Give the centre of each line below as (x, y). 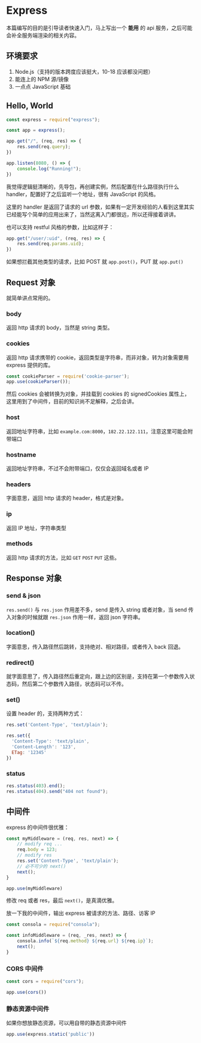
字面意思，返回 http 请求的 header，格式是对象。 (67, 498)
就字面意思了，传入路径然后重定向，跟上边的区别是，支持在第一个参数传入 (98, 676)
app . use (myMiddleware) (34, 888)
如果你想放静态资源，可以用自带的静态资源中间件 (66, 1023)
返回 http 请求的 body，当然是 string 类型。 (60, 328)
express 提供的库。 (30, 365)
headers (19, 484)
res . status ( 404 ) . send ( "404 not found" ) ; (57, 791)
